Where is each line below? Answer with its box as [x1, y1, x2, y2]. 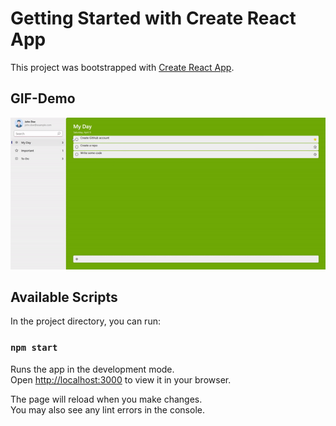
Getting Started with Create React [10, 7, 297, 30]
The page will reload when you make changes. [10, 393, 203, 405]
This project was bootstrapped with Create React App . [10, 61, 235, 73]
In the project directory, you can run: [10, 315, 161, 327]
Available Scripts [10, 288, 118, 306]
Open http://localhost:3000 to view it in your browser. [10, 373, 232, 386]
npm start [10, 342, 58, 354]
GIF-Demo [10, 90, 76, 107]
